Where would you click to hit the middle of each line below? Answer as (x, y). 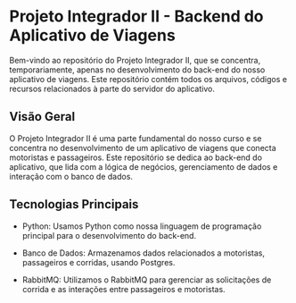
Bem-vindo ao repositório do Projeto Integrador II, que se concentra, (135, 60)
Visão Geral (42, 117)
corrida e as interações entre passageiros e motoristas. (123, 289)
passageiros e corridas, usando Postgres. (99, 262)
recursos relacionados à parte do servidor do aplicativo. (112, 88)
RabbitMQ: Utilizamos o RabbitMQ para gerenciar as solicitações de (147, 280)
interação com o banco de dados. (71, 176)
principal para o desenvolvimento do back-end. (109, 235)
